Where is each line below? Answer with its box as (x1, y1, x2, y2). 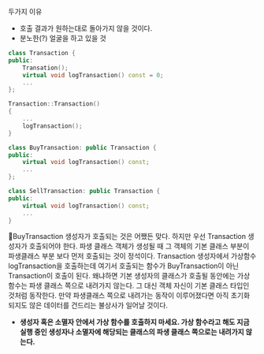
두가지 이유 (8, 7, 43, 16)
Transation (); (22, 64, 69, 72)
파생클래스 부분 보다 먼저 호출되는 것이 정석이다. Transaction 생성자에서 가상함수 (8, 252, 257, 261)
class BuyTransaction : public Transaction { (8, 143, 157, 151)
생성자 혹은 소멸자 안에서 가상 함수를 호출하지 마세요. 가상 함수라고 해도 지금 (19, 318, 250, 327)
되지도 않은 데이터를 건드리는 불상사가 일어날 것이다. (8, 300, 168, 310)
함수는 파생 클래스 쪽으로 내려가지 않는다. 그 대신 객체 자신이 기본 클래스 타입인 (8, 281, 250, 290)
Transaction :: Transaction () (8, 100, 101, 108)
